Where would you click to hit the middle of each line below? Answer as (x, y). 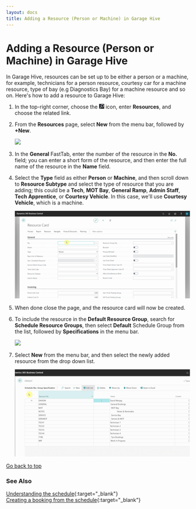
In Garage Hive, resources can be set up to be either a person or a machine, (97, 77)
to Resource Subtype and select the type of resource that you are (94, 184)
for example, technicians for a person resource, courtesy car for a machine (96, 83)
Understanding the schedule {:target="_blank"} (62, 494)
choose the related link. (43, 113)
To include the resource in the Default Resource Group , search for (94, 319)
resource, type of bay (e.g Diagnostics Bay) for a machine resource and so (96, 89)
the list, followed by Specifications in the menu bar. (77, 332)
